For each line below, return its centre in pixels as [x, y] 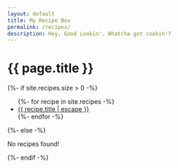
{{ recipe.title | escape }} [53, 109]
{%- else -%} [27, 131]
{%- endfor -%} [40, 116]
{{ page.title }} [51, 68]
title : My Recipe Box [39, 20]
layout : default [31, 14]
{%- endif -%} [28, 158]
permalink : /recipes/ [39, 27]
